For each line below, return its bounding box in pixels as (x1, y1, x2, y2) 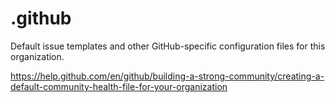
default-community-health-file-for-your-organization (10, 80, 228, 92)
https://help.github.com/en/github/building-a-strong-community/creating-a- (10, 70, 325, 82)
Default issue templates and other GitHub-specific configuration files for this (10, 40, 326, 52)
